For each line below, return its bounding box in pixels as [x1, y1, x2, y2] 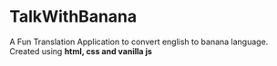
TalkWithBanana [9, 6, 138, 27]
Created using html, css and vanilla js [9, 45, 153, 56]
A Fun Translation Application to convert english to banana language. [9, 36, 269, 47]
